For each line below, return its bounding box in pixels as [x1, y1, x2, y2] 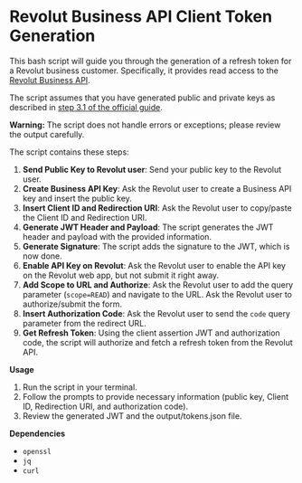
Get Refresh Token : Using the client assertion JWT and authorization [22, 327, 280, 338]
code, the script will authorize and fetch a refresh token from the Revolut [22, 336, 294, 347]
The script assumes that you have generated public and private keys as [9, 92, 276, 103]
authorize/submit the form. [22, 298, 123, 309]
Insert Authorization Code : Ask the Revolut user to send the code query [22, 308, 291, 318]
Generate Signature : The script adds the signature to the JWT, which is [22, 241, 290, 251]
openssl [22, 447, 52, 456]
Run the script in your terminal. [22, 382, 137, 393]
